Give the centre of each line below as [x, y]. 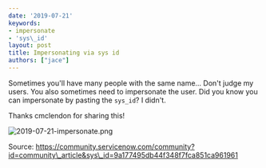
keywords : [25, 23]
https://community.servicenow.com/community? [115, 146]
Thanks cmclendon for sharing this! [67, 115]
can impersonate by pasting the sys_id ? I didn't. [87, 100]
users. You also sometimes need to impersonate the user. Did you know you [133, 91]
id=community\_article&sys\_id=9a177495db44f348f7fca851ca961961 [123, 155]
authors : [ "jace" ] [39, 61]
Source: [21, 146]
